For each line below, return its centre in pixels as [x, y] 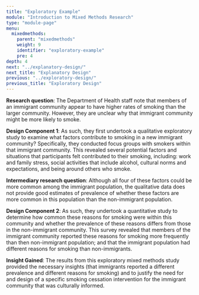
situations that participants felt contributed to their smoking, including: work [99, 156]
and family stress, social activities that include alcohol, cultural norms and [96, 162]
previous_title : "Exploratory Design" [54, 84]
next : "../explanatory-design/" [46, 67]
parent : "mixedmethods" [46, 39]
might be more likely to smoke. [44, 119]
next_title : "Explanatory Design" [49, 73]
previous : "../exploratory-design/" [51, 78]
